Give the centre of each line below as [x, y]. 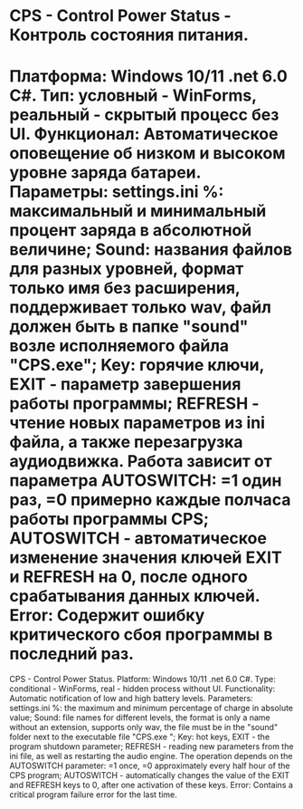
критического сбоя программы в [141, 635]
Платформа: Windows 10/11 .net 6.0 [148, 77]
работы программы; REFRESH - [134, 404]
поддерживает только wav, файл [140, 308]
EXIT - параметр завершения [125, 385]
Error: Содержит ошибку [107, 616]
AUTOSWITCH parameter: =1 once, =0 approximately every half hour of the [150, 766]
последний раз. [71, 654]
